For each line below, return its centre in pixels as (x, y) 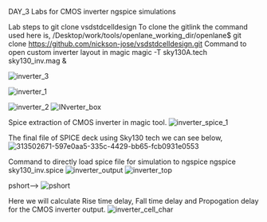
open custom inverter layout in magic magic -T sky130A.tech (108, 52)
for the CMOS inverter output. (57, 209)
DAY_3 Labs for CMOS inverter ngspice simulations (92, 12)
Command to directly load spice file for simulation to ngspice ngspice (122, 162)
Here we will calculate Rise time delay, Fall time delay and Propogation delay (133, 201)
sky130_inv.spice (36, 170)
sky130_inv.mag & (37, 60)
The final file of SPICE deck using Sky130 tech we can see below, (116, 138)
